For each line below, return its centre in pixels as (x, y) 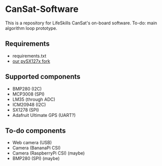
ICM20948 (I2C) (29, 104)
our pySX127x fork (31, 61)
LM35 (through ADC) (34, 99)
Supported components (43, 77)
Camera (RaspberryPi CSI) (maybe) (48, 153)
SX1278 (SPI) (26, 110)
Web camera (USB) (32, 143)
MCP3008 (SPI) (28, 94)
